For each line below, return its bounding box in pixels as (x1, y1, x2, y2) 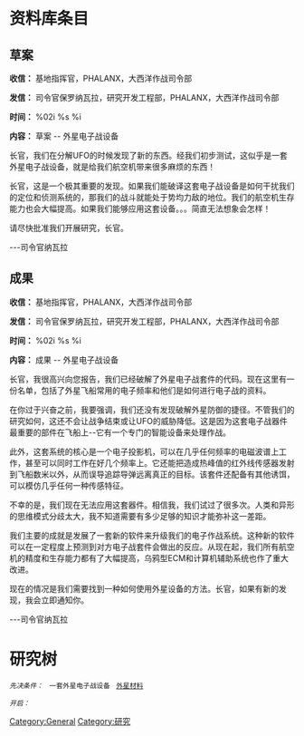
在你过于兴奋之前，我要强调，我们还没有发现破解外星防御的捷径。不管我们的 (9, 404, 295, 415)
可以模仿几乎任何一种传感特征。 (9, 479, 128, 490)
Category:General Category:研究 (9, 715, 131, 726)
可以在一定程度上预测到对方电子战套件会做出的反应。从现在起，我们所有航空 (9, 541, 295, 552)
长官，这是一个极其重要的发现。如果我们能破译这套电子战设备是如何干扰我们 (9, 180, 295, 191)
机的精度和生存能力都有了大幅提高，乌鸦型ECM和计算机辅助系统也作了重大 (9, 552, 290, 563)
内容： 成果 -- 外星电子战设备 (9, 354, 119, 365)
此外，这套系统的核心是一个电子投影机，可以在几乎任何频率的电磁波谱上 (9, 446, 279, 457)
